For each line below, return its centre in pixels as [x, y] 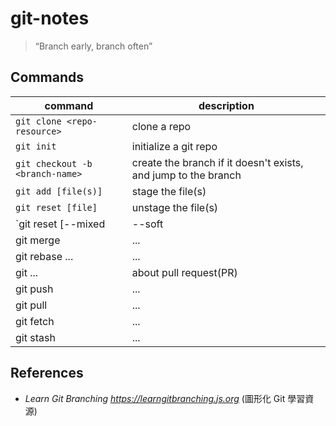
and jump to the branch [186, 175]
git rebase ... [44, 256]
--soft [147, 224]
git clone [38, 121]
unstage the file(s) [175, 207]
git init [36, 146]
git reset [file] [56, 207]
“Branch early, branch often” [93, 46]
